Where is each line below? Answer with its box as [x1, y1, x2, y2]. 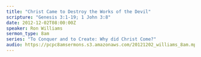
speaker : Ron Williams [6, 25, 63, 31]
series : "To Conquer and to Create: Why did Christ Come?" [6, 36, 157, 42]
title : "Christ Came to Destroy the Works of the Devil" [6, 8, 151, 15]
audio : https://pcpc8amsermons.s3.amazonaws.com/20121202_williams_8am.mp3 [6, 42, 199, 48]
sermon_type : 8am [6, 31, 50, 37]
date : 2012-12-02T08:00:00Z [6, 20, 77, 26]
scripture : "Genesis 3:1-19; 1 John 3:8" [6, 14, 111, 20]
